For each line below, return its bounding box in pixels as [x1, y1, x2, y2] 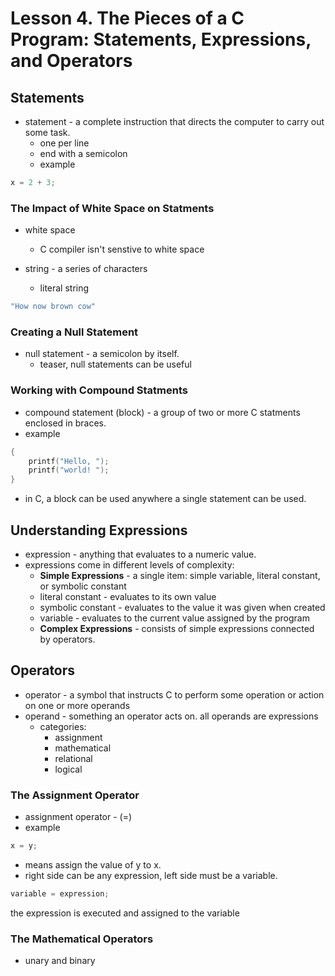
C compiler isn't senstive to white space [39, 243, 205, 256]
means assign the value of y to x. [24, 858, 162, 871]
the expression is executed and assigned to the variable [10, 907, 240, 919]
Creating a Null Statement [10, 325, 139, 339]
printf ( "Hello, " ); [28, 456, 110, 466]
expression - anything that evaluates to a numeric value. [24, 548, 257, 560]
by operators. [39, 633, 96, 645]
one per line [39, 137, 90, 149]
